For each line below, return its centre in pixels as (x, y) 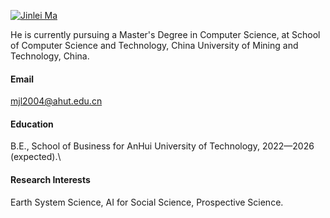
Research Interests (50, 179)
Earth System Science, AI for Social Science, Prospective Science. (147, 202)
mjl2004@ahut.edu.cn (56, 101)
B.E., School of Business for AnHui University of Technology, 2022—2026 (162, 146)
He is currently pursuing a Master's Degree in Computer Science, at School (165, 34)
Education (32, 124)
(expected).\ (36, 157)
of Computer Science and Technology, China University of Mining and (154, 45)
